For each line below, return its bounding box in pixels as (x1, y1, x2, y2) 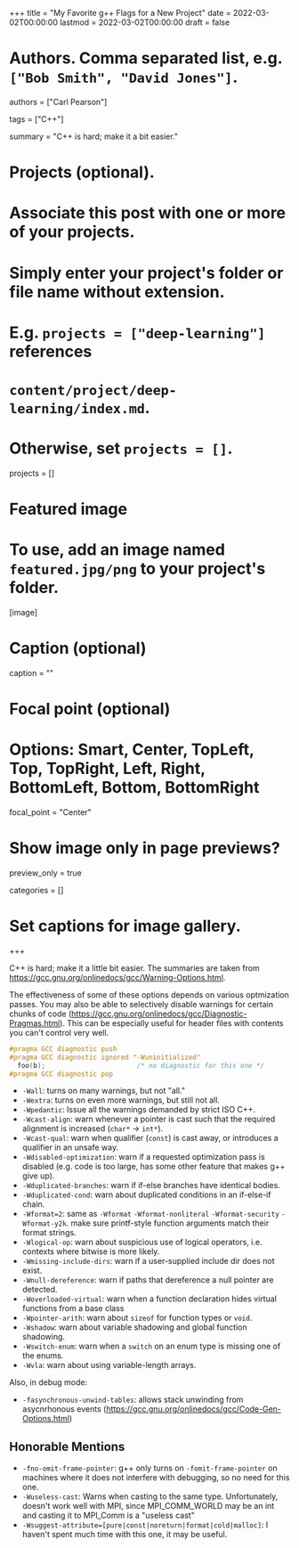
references (9, 341, 93, 362)
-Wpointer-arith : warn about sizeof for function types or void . (21, 1313, 253, 1324)
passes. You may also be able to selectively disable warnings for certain (9, 998, 274, 1009)
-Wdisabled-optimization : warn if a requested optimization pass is (21, 1152, 265, 1162)
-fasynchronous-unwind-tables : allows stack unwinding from (21, 1394, 244, 1405)
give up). (21, 1170, 55, 1181)
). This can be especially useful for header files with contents (59, 1017, 284, 1028)
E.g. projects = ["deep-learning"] (9, 322, 266, 342)
